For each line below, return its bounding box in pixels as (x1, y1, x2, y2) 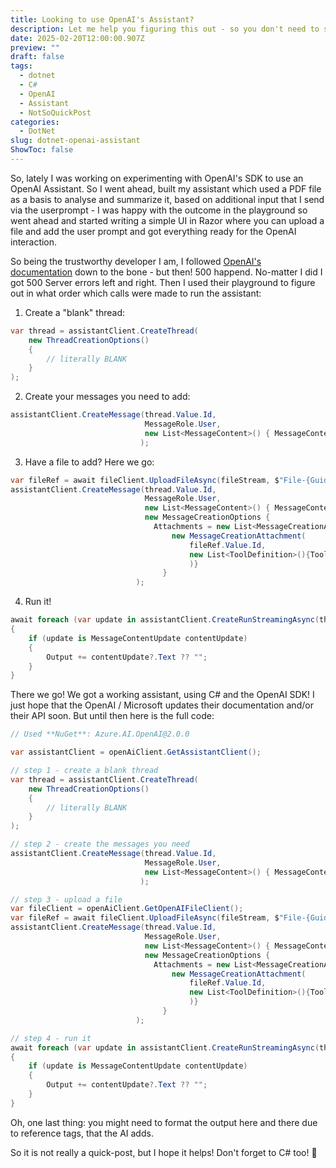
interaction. (10, 236, 58, 248)
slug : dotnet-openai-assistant (10, 136, 141, 146)
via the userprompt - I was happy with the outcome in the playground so (10, 204, 308, 216)
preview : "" (10, 42, 60, 53)
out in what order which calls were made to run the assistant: (10, 287, 262, 299)
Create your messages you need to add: (24, 391, 191, 403)
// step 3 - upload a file (10, 894, 123, 905)
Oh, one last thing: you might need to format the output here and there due (10, 1116, 318, 1128)
